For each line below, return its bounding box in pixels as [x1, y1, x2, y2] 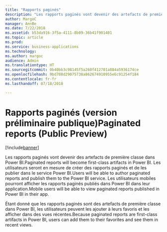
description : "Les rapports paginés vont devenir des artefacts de [5, 12, 148, 17]
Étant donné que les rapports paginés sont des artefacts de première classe [5, 201, 161, 207]
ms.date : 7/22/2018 [5, 26, 46, 31]
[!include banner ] [5, 145, 39, 151]
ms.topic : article [5, 35, 43, 40]
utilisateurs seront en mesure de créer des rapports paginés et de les [5, 164, 147, 170]
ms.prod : [5, 40, 23, 45]
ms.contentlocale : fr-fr [5, 77, 57, 81]
